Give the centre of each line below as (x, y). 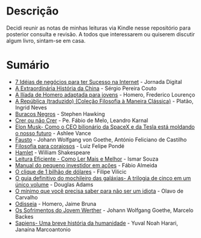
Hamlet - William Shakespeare (53, 152)
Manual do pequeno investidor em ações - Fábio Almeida (86, 165)
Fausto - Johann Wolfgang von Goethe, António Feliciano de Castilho (101, 140)
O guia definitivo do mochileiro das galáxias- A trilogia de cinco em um (103, 178)
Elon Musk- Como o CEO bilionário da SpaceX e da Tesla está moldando (105, 127)
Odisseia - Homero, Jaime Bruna (56, 204)
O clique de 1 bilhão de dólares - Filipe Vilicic (71, 172)
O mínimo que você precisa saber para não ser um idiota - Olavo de (99, 191)
